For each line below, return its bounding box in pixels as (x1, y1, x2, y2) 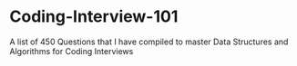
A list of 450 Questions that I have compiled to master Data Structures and (9, 36, 289, 47)
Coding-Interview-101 (9, 6, 179, 27)
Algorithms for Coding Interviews (9, 45, 134, 56)
